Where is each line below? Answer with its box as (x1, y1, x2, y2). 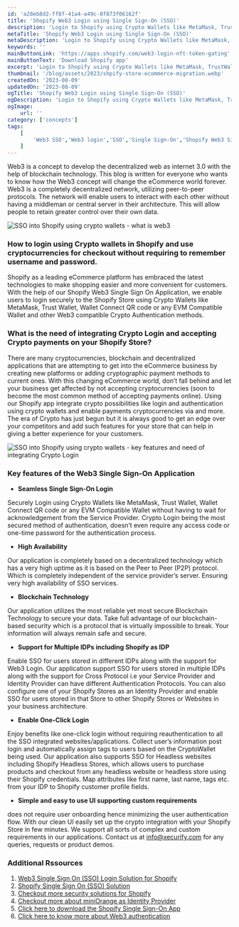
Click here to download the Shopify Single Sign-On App (17, 904, 181, 913)
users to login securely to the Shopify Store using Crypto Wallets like (7, 296, 208, 304)
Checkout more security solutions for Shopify (17, 889, 152, 898)
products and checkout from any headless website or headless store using (7, 768, 226, 776)
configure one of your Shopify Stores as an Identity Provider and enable (7, 687, 218, 696)
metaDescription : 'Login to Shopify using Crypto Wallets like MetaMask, (7, 37, 231, 44)
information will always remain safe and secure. (7, 629, 147, 637)
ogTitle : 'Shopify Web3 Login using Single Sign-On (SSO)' (7, 90, 186, 97)
